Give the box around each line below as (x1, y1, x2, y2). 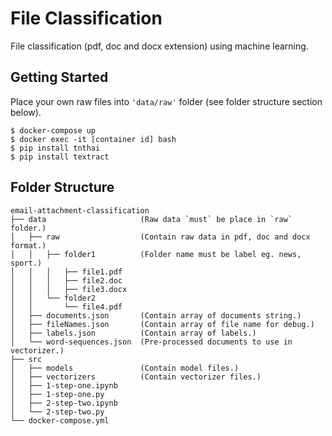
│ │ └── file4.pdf (10, 302, 123, 312)
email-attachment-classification (10, 205, 150, 216)
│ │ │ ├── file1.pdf (10, 267, 123, 277)
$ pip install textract (10, 152, 110, 162)
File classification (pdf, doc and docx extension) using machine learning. (10, 40, 309, 52)
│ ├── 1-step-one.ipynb (10, 380, 118, 391)
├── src (10, 354, 43, 364)
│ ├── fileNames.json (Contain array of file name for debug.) (10, 319, 315, 329)
